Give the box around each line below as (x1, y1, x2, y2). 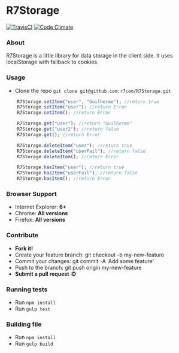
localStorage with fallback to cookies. (6, 58, 99, 66)
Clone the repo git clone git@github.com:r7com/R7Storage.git (14, 87, 172, 94)
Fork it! (14, 245, 34, 252)
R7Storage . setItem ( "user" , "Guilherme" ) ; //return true (17, 98, 160, 105)
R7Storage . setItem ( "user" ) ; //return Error (17, 104, 128, 110)
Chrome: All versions (14, 210, 68, 217)
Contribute (6, 231, 39, 240)
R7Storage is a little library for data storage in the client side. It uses (6, 52, 174, 59)
